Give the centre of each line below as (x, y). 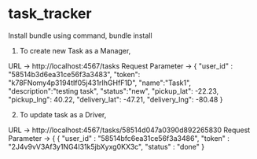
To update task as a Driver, (63, 114)
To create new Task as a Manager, (75, 50)
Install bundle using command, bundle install (80, 35)
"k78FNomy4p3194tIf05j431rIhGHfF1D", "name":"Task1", (99, 83)
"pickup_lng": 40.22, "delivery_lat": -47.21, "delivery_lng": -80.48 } (116, 99)
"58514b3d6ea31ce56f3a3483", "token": (74, 74)
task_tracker (50, 14)
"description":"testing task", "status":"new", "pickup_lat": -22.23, (114, 91)
